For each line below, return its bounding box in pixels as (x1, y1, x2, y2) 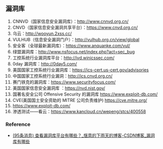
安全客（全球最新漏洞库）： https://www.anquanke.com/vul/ (12, 43, 130, 49)
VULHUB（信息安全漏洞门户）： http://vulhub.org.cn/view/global (12, 36, 140, 42)
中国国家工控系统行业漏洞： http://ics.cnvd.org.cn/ (12, 73, 113, 79)
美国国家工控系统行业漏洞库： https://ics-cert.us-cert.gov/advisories (12, 67, 149, 73)
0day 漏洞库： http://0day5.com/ (12, 61, 77, 66)
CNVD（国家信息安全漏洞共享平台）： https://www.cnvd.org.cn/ (12, 24, 138, 30)
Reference (5, 121, 31, 128)
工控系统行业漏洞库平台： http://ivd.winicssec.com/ (12, 55, 114, 61)
